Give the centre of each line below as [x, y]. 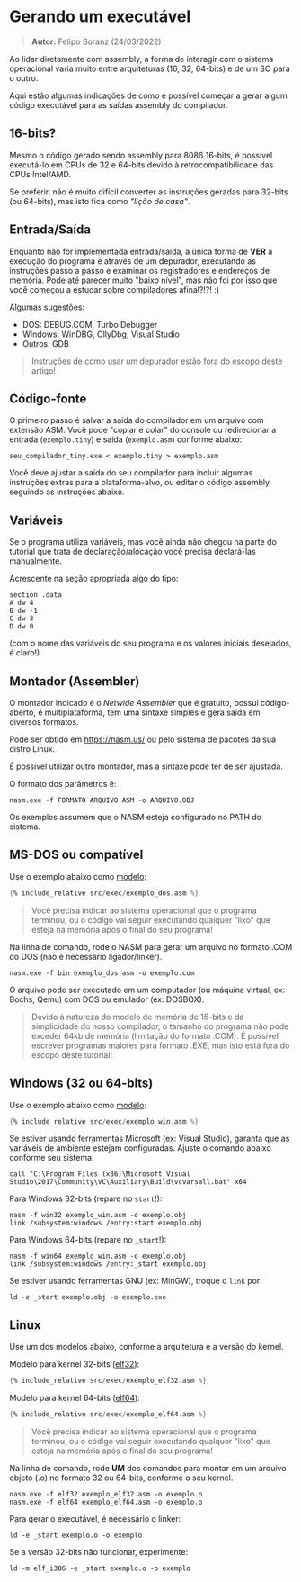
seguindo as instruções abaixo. [67, 492]
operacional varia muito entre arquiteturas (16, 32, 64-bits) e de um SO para [150, 68]
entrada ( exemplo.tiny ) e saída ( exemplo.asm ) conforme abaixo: [126, 439]
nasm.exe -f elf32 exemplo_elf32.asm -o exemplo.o [106, 1494]
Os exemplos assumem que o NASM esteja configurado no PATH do [136, 817]
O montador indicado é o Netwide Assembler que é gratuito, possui [134, 703]
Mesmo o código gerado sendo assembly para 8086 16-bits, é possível [141, 155]
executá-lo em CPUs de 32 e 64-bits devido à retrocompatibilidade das [142, 165]
